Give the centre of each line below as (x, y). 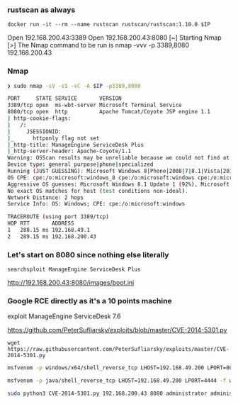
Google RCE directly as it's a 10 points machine (90, 301)
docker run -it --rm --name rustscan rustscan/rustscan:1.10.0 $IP (109, 25)
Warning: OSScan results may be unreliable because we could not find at (119, 158)
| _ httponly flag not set (53, 138)
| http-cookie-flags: (39, 118)
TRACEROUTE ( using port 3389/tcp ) (58, 217)
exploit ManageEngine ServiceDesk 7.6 (64, 316)
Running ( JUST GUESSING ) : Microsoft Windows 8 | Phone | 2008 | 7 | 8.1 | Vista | (115, 172)
